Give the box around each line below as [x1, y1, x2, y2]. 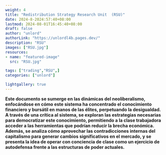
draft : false [5, 26, 33, 31]
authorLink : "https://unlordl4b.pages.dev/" [5, 36, 100, 41]
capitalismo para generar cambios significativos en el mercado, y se [5, 133, 151, 139]
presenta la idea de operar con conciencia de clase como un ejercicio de [5, 138, 160, 144]
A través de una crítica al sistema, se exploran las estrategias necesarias [5, 112, 161, 118]
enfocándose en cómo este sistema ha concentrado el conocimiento [5, 101, 152, 107]
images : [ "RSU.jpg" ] [5, 45, 49, 50]
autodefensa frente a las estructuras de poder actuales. [5, 144, 125, 150]
